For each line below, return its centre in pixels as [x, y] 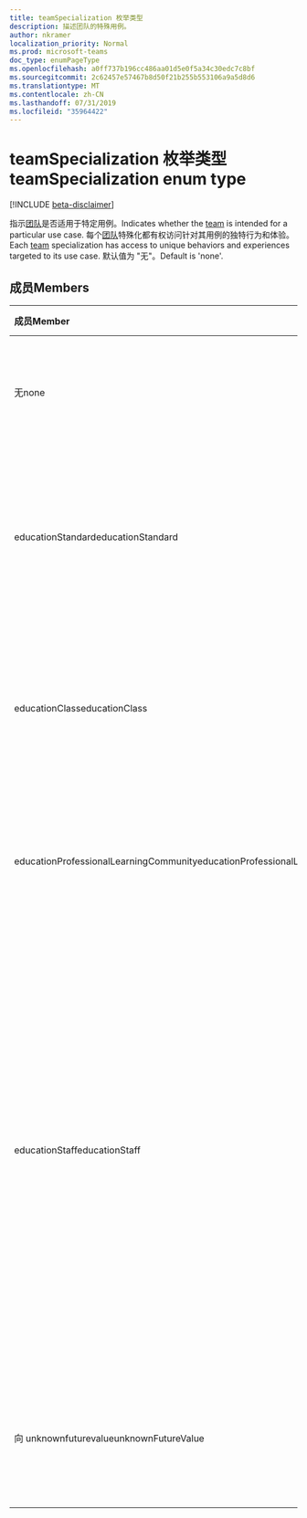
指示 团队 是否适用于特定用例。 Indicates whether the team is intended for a [148, 224]
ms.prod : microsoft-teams [58, 52]
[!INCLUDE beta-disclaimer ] [62, 205]
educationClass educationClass [81, 708]
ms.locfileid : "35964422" [58, 111]
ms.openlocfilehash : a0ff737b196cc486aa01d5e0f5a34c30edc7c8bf [132, 69]
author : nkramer [40, 35]
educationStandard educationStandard [96, 537]
